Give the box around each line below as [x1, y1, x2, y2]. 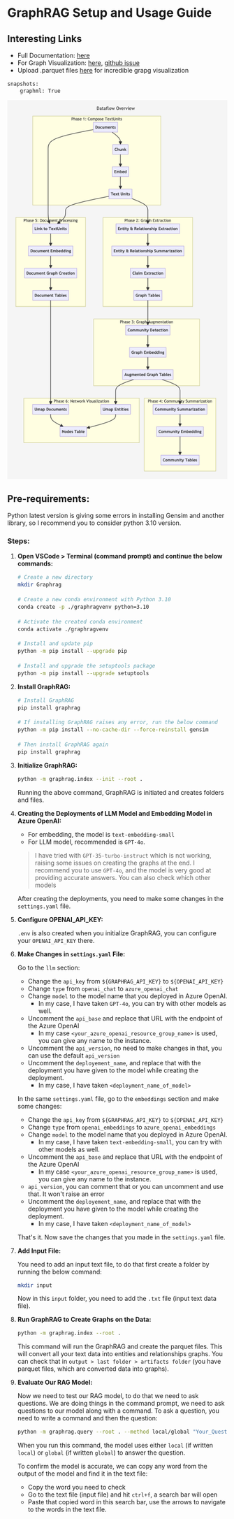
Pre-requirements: [7, 493, 90, 505]
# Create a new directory [17, 574, 93, 581]
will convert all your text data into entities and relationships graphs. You [17, 1350, 224, 1358]
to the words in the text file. [27, 1505, 107, 1514]
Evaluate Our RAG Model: [17, 1378, 93, 1387]
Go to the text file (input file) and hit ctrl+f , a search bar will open [27, 1490, 218, 1499]
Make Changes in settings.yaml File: [17, 949, 126, 958]
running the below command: [17, 1267, 103, 1276]
